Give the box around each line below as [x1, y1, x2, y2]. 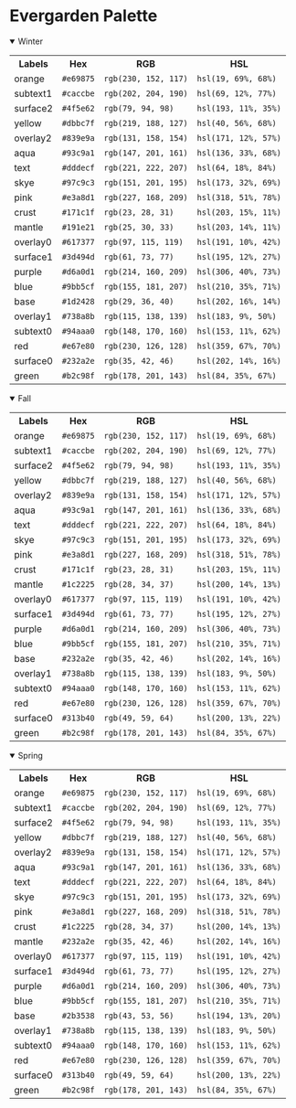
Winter [17, 36, 44, 47]
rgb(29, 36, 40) [103, 296, 174, 306]
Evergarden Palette [9, 5, 158, 27]
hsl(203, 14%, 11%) [196, 221, 281, 232]
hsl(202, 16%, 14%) [196, 296, 281, 306]
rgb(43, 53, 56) [103, 1010, 174, 1020]
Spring [17, 750, 44, 761]
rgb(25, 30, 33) [103, 221, 174, 232]
